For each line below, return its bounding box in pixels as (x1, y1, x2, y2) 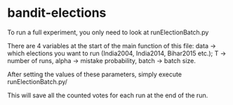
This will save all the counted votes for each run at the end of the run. (7, 91, 208, 99)
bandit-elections (7, 5, 107, 21)
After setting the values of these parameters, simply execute (7, 70, 182, 78)
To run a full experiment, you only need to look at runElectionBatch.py (7, 28, 209, 36)
